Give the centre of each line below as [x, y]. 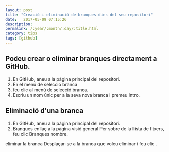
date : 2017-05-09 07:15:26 [36, 19]
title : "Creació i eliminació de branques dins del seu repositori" [79, 15]
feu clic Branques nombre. [40, 134]
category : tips [21, 33]
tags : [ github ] [21, 39]
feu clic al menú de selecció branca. [50, 90]
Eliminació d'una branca [44, 111]
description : [19, 24]
